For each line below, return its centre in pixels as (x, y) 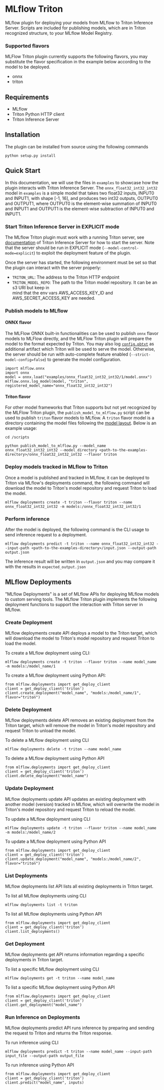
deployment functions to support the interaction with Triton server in (74, 604)
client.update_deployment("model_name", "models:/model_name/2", (73, 859)
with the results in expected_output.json (46, 566)
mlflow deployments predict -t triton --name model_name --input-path (79, 1052)
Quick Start (23, 171)
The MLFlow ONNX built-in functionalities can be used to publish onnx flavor (82, 334)
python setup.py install (30, 156)
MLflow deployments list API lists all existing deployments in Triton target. (79, 886)
